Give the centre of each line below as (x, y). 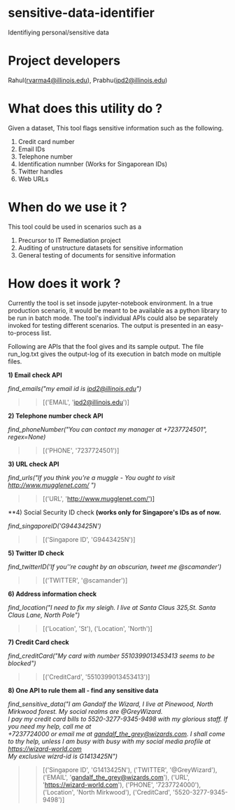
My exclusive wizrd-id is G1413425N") (63, 756)
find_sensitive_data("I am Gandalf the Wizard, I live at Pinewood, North (111, 704)
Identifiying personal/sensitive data (58, 32)
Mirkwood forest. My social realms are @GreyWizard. (85, 711)
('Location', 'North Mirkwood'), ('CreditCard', (107, 792)
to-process (24, 333)
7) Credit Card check (38, 642)
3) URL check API (34, 464)
